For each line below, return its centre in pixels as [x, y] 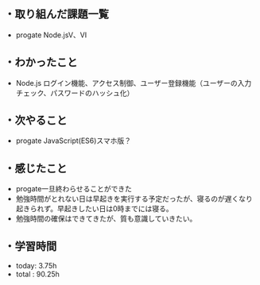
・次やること [36, 120]
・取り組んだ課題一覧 [56, 14]
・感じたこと [36, 168]
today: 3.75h [36, 266]
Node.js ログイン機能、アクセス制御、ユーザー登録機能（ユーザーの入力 [134, 83]
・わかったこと [41, 62]
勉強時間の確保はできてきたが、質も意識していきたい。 [106, 219]
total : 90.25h [37, 274]
